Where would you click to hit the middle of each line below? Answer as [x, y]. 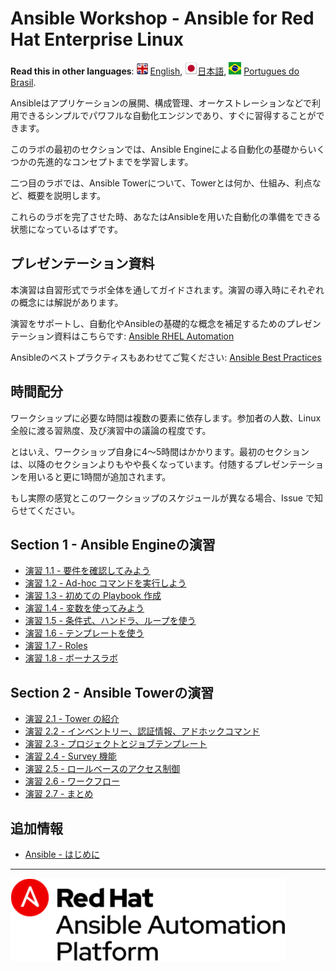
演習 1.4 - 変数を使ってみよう [84, 608]
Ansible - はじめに [62, 854]
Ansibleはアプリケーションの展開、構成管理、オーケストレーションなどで [161, 103]
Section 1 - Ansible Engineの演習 [113, 544]
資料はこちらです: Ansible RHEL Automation [144, 336]
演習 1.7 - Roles [56, 646]
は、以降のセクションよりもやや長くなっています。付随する [132, 464]
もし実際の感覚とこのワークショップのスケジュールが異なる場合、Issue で [162, 498]
